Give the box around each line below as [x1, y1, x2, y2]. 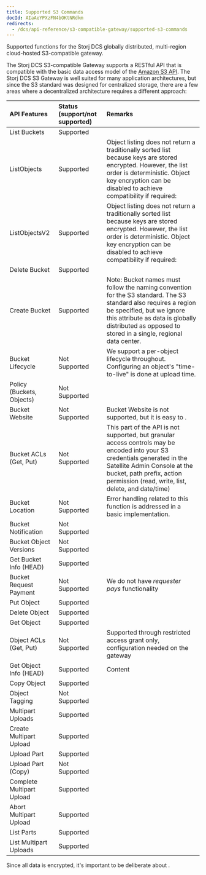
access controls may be [106, 438, 175, 447]
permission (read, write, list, [106, 477, 187, 486]
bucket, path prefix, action [106, 469, 182, 478]
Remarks [106, 110, 134, 119]
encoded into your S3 [106, 446, 169, 455]
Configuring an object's [106, 362, 175, 371]
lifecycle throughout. [106, 355, 166, 363]
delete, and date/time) [106, 485, 170, 493]
